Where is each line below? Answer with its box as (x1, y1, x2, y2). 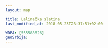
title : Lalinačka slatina (5, 16, 60, 22)
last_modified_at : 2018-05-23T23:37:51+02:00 (5, 21, 103, 26)
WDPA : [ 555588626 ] (5, 30, 44, 35)
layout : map (5, 7, 30, 13)
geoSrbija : (5, 35, 28, 40)
